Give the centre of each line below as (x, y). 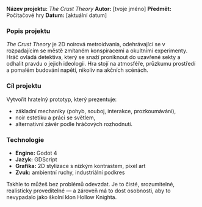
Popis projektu (28, 31)
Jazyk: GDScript (36, 159)
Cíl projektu (24, 86)
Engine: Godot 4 (36, 153)
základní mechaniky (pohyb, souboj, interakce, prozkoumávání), (96, 111)
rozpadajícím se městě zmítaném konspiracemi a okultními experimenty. (97, 51)
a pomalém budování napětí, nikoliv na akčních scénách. (77, 70)
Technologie (25, 139)
